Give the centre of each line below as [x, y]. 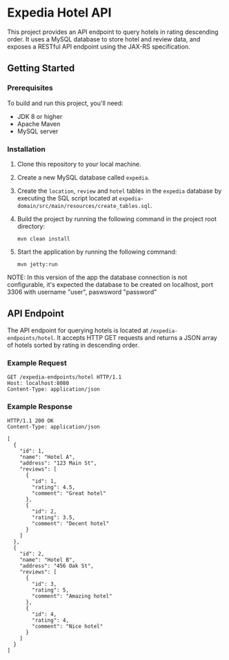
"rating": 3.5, [54, 518]
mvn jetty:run [37, 264]
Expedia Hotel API [59, 13]
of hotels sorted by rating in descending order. [73, 345]
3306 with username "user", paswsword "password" [82, 292]
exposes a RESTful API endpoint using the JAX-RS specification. [99, 46]
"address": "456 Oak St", [57, 566]
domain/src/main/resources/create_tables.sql [83, 206]
